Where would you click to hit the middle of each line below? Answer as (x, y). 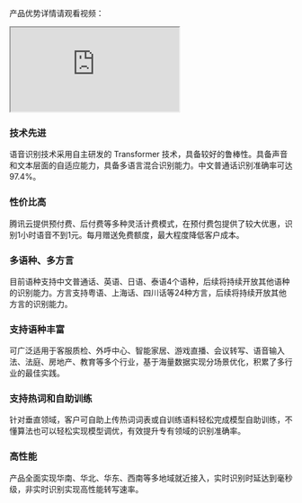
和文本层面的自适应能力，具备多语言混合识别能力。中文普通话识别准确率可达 (151, 165)
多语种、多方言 (42, 260)
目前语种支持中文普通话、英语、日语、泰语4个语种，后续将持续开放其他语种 (150, 281)
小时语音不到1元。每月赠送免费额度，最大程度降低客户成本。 (132, 234)
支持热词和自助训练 (51, 399)
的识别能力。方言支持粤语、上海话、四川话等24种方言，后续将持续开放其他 (148, 292)
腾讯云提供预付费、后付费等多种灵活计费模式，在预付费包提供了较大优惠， (147, 224)
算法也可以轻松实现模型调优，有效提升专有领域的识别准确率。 (131, 431)
